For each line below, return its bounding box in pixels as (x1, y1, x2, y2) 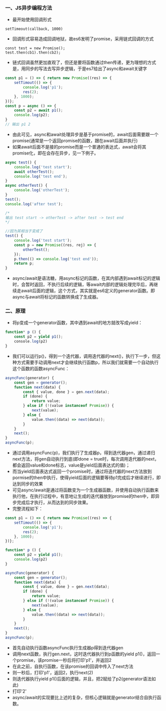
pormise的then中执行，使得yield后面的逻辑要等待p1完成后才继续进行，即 (12, 474, 161, 480)
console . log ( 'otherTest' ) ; (14, 188, 70, 193)
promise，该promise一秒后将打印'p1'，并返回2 (16, 657, 111, 663)
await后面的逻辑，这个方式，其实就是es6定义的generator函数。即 (21, 288, 155, 294)
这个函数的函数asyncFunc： (12, 365, 70, 371)
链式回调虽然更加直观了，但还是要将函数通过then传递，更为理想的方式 (12, 60, 157, 66)
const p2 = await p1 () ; (14, 108, 63, 113)
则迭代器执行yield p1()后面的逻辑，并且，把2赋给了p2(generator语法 (12, 676, 152, 682)
